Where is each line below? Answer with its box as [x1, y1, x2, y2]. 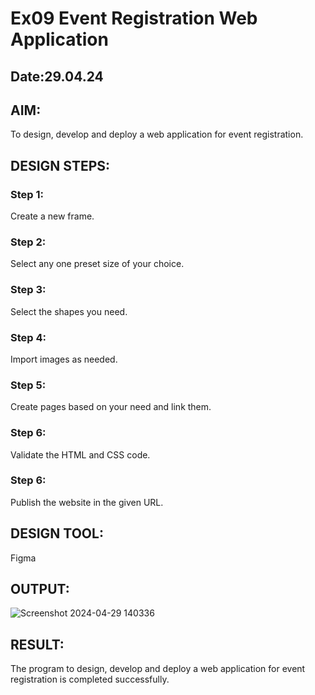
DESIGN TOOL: [10, 525, 104, 542]
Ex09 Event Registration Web [10, 7, 258, 30]
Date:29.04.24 [10, 68, 104, 85]
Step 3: [10, 283, 47, 297]
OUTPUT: [10, 581, 70, 598]
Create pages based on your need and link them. [10, 401, 212, 413]
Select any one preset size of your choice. [10, 258, 185, 270]
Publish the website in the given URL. [10, 496, 164, 508]
